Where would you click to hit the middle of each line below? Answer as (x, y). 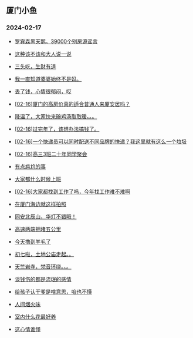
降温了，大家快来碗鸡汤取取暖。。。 (56, 116)
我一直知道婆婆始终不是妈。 (48, 79)
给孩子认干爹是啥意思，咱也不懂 (53, 291)
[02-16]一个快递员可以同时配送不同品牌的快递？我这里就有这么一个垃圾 (101, 141)
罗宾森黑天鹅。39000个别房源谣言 (56, 41)
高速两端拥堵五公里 (38, 229)
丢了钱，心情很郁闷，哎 (43, 91)
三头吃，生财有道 (35, 66)
